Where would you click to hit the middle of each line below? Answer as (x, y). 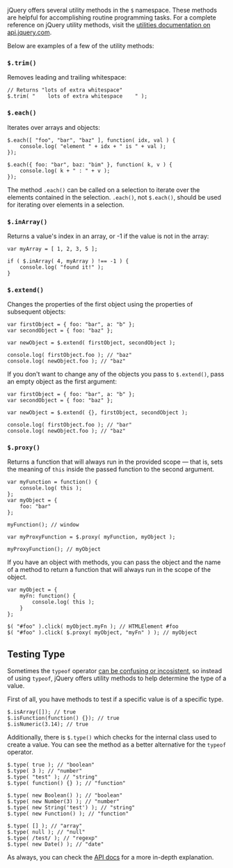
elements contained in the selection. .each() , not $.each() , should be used (114, 197)
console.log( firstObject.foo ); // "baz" (70, 355)
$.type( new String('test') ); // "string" (71, 808)
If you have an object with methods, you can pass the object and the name (114, 562)
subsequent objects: (37, 312)
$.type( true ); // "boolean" (51, 765)
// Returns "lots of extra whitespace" (65, 90)
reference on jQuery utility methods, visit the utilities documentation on (109, 25)
